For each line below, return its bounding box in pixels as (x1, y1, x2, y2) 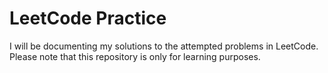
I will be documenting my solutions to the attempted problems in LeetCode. (9, 40, 319, 52)
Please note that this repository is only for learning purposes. (9, 50, 261, 62)
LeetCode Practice (9, 7, 167, 30)
